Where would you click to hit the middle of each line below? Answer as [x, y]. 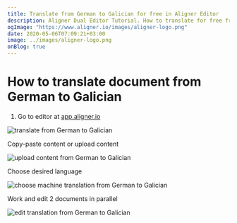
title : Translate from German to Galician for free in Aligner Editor [113, 14]
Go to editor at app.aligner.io [59, 116]
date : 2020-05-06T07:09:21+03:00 [56, 34]
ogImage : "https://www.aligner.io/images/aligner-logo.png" [98, 27]
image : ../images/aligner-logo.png [60, 40]
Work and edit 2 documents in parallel [62, 198]
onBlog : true [26, 47]
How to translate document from [104, 82]
